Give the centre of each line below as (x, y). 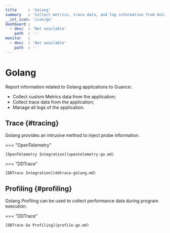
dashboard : (18, 24)
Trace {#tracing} (32, 123)
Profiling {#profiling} (39, 189)
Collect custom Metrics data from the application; (64, 96)
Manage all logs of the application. (49, 107)
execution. (16, 206)
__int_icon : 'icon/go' (29, 19)
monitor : (18, 38)
